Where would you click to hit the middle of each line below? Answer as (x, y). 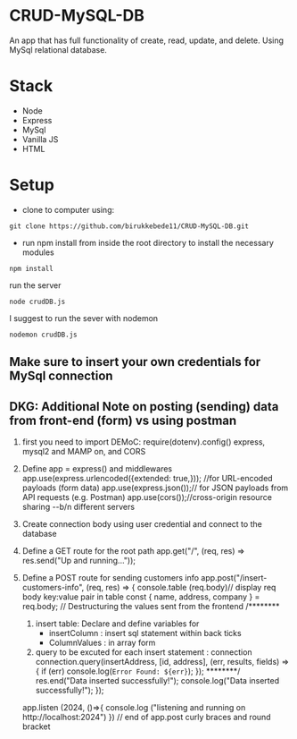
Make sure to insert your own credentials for (135, 362)
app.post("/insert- (234, 578)
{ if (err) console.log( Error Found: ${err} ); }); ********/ (138, 671)
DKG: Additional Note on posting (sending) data (144, 407)
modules (38, 252)
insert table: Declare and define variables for (117, 624)
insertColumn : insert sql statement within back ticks (145, 633)
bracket (36, 726)
